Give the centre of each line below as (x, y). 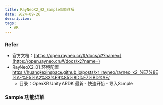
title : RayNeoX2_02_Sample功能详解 (40, 9)
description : (18, 18)
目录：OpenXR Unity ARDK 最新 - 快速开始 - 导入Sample (76, 84)
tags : (10, 23)
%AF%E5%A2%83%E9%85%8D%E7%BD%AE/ (61, 78)
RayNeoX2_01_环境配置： (38, 67)
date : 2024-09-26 (23, 14)
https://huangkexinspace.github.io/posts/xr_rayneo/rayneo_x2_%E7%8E (85, 72)
